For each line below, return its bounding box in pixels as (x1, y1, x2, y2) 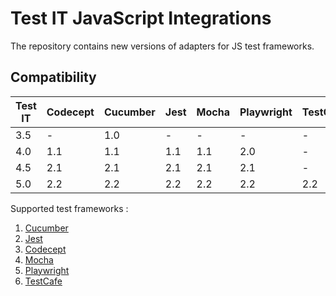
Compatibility (10, 69, 97, 86)
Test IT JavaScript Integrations (10, 7, 272, 30)
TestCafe (24, 275, 63, 287)
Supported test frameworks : (10, 202, 129, 214)
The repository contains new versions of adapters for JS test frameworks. (10, 40, 315, 52)
